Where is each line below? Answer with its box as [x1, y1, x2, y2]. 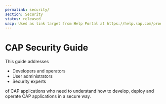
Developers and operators [12, 68, 66, 74]
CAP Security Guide [5, 42, 88, 53]
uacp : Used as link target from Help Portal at [5, 21, 105, 26]
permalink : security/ [5, 7, 50, 12]
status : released [5, 16, 41, 21]
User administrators [12, 73, 53, 79]
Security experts [12, 78, 46, 84]
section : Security [5, 12, 43, 17]
